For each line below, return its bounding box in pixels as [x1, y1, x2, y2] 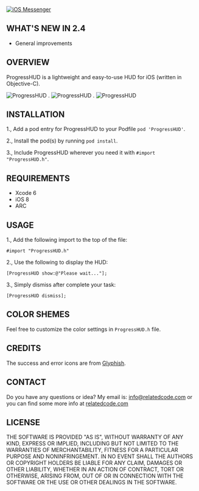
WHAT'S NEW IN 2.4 [6, 23, 86, 34]
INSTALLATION [6, 110, 65, 120]
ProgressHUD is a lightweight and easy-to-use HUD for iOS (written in [6, 73, 182, 80]
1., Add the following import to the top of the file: [6, 236, 128, 244]
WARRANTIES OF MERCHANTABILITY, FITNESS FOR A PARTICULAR [6, 447, 178, 454]
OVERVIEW [6, 57, 50, 68]
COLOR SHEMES [6, 309, 70, 320]
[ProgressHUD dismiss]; [6, 293, 67, 299]
